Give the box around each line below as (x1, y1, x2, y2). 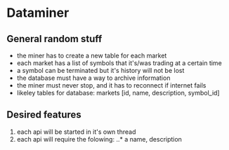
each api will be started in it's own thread (16, 128, 136, 136)
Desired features (6, 109, 81, 121)
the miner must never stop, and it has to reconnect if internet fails (16, 81, 207, 89)
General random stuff (6, 33, 103, 45)
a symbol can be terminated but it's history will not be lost (16, 67, 185, 74)
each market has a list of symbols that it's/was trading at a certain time (16, 59, 222, 67)
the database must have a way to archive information (16, 74, 171, 82)
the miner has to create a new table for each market (16, 51, 167, 60)
